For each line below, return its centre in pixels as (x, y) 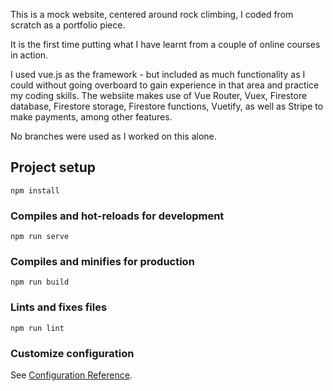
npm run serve (40, 237)
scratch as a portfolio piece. (68, 25)
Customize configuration (72, 353)
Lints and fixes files (59, 307)
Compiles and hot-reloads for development (117, 216)
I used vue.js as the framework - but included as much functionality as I (158, 74)
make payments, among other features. (91, 117)
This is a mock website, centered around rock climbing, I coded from (152, 14)
